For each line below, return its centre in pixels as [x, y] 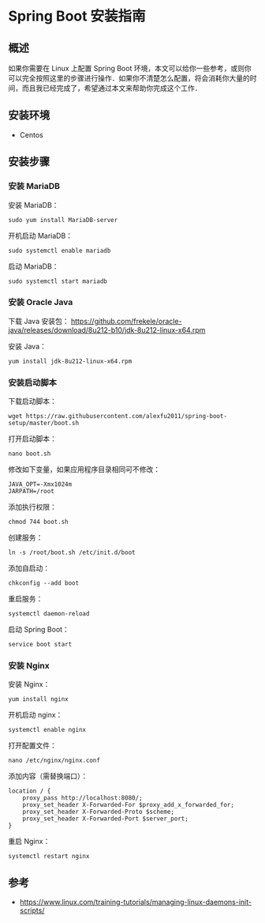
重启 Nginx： [29, 842]
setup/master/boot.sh [44, 424]
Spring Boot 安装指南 [77, 16]
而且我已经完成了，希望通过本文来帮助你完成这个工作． [112, 88]
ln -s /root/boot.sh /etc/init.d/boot [72, 553]
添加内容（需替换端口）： [48, 776]
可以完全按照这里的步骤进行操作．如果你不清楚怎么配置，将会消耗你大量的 [129, 78]
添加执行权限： [32, 507]
